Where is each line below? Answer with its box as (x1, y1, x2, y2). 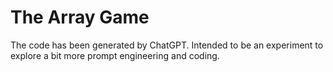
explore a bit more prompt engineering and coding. (10, 49, 220, 61)
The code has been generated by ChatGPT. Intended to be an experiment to (10, 39, 324, 51)
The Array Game (10, 6, 150, 29)
